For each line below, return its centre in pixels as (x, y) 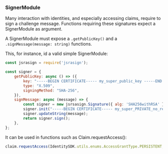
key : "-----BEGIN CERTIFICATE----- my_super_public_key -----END (93, 81)
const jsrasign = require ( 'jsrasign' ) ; (47, 63)
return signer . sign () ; (47, 118)
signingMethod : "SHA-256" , (51, 90)
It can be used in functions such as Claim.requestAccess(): (66, 137)
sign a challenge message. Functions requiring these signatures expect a (80, 23)
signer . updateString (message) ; (56, 114)
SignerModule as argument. (34, 29)
